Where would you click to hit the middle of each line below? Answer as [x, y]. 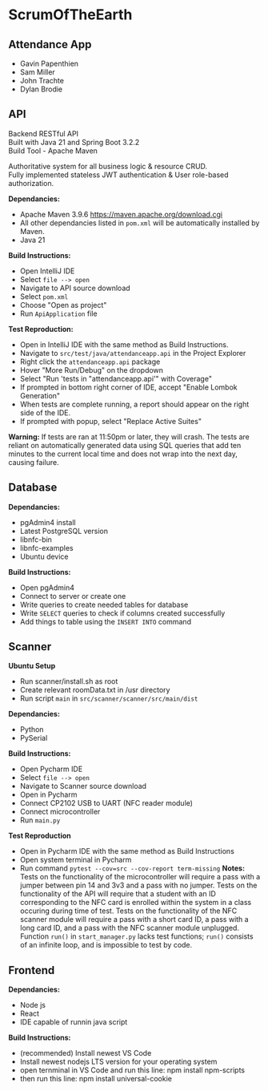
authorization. [31, 183]
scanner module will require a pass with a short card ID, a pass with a [134, 919]
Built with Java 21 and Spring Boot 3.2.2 [74, 142]
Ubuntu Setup [32, 666]
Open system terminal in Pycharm [76, 860]
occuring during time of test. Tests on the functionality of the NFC [128, 911]
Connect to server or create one [73, 596]
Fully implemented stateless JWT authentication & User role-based [119, 175]
